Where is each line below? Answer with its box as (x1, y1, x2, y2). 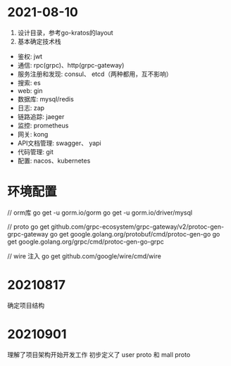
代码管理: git (17, 147, 54, 156)
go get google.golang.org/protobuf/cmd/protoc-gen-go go (49, 229, 220, 238)
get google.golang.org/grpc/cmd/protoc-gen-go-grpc (7, 237, 164, 246)
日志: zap (17, 103, 44, 112)
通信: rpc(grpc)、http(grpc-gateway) (17, 61, 125, 69)
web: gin (17, 86, 43, 95)
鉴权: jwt (17, 52, 43, 61)
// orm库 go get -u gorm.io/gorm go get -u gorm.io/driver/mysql (7, 208, 192, 217)
